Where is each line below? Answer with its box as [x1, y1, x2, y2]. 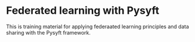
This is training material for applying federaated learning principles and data [6, 23, 189, 30]
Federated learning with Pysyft [6, 4, 160, 17]
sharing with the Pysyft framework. [6, 29, 91, 36]
